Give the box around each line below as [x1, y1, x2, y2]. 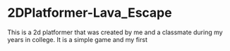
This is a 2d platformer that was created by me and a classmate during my [7, 28, 224, 36]
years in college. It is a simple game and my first [7, 35, 148, 43]
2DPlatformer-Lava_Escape [7, 5, 172, 21]
